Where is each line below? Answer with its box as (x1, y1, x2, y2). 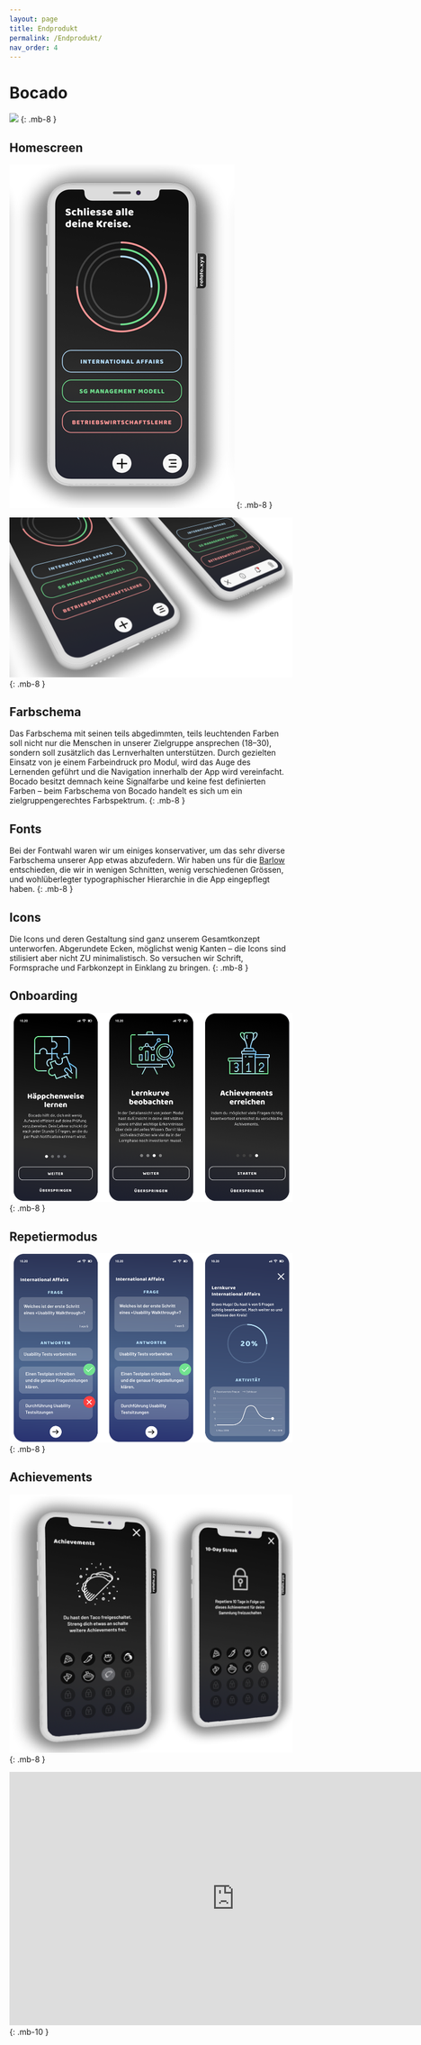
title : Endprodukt (9, 23, 78, 33)
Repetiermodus (9, 1229, 98, 1244)
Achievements (9, 1469, 93, 1486)
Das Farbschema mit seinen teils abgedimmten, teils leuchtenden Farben (9, 728, 279, 739)
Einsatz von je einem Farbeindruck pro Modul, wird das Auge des (9, 757, 251, 768)
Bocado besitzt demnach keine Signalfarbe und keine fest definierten (9, 776, 266, 787)
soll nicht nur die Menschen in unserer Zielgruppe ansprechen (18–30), (9, 738, 273, 749)
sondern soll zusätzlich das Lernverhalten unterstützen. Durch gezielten (9, 748, 276, 759)
